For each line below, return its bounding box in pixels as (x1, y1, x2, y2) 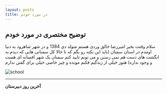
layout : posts (5, 7, 35, 12)
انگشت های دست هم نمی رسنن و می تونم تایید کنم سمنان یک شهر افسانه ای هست (5, 54, 160, 60)
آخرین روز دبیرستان (5, 83, 41, 90)
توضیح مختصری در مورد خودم (5, 30, 86, 39)
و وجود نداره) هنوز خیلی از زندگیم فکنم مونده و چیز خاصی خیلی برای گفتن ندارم (5, 59, 153, 65)
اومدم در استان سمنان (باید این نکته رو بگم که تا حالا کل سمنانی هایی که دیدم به (5, 49, 152, 55)
